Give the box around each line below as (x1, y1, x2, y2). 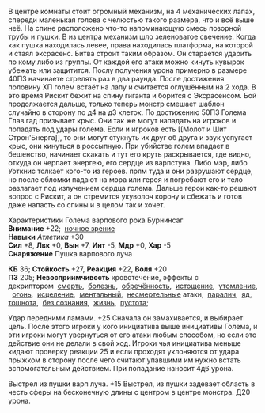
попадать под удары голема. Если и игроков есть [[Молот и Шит (8, 124, 227, 134)
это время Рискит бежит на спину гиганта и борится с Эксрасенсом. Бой (8, 91, 257, 100)
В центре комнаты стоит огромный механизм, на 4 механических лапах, (8, 7, 256, 16)
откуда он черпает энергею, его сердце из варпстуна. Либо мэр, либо (8, 158, 248, 167)
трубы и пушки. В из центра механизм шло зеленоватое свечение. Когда (8, 32, 256, 41)
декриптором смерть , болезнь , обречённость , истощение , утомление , (8, 281, 258, 290)
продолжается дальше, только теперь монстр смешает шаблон (8, 99, 225, 108)
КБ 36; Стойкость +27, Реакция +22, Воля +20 (8, 264, 168, 274)
